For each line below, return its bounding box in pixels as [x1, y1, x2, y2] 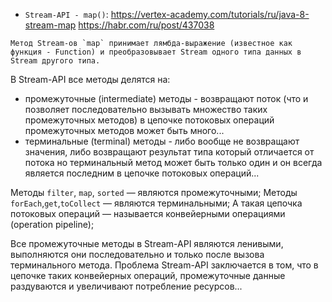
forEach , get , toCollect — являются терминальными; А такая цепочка [10, 197, 303, 209]
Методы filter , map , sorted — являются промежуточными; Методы [10, 187, 298, 198]
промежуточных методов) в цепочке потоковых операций [24, 114, 275, 126]
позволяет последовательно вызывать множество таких [24, 104, 268, 115]
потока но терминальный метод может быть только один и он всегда [24, 157, 323, 168]
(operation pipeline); [10, 219, 95, 230]
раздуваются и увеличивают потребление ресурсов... [10, 280, 243, 292]
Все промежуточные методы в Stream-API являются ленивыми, [10, 238, 284, 249]
